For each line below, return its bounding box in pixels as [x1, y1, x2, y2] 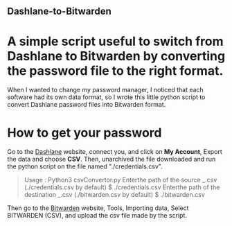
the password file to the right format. [7, 62, 224, 78]
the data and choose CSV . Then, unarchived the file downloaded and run [7, 155, 216, 164]
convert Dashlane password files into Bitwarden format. [7, 101, 166, 109]
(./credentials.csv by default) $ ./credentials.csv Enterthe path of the [24, 183, 220, 191]
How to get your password [7, 125, 162, 141]
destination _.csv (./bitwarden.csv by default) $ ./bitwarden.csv [24, 191, 206, 199]
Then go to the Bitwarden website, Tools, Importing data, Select [7, 204, 189, 212]
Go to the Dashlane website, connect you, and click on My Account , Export [7, 148, 223, 156]
